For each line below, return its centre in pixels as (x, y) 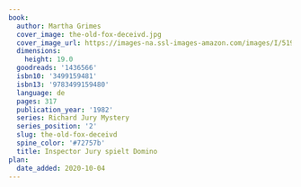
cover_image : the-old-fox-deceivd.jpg (89, 34)
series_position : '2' (57, 127)
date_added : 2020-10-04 (61, 168)
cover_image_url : (49, 43)
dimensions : (39, 51)
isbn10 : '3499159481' (57, 76)
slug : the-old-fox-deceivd (67, 135)
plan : (18, 160)
